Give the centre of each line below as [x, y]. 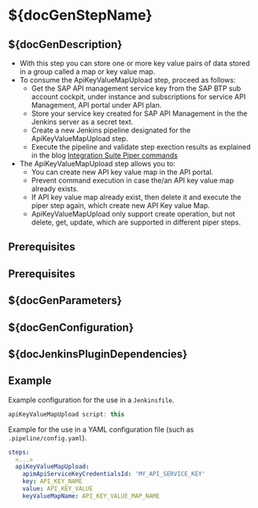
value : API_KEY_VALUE [57, 489]
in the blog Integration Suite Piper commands [105, 155]
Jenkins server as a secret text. [82, 122]
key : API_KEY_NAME [52, 482]
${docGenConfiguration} [71, 327]
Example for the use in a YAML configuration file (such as [101, 429]
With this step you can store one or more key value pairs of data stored [135, 63]
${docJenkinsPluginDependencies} [98, 354]
